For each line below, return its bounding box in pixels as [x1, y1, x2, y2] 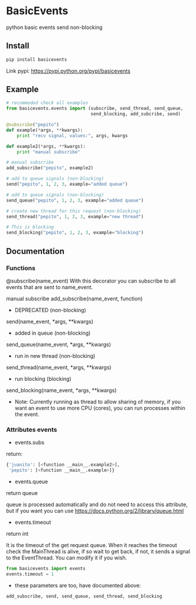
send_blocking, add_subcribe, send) [90, 111, 181, 117]
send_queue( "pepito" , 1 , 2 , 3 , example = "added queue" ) [6, 197, 144, 203]
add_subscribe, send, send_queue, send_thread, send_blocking [6, 593, 162, 599]
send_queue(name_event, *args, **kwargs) [6, 341, 111, 348]
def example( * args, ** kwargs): [6, 127, 83, 133]
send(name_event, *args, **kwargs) [6, 318, 93, 325]
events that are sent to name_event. [6, 283, 93, 290]
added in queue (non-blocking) [14, 329, 91, 337]
